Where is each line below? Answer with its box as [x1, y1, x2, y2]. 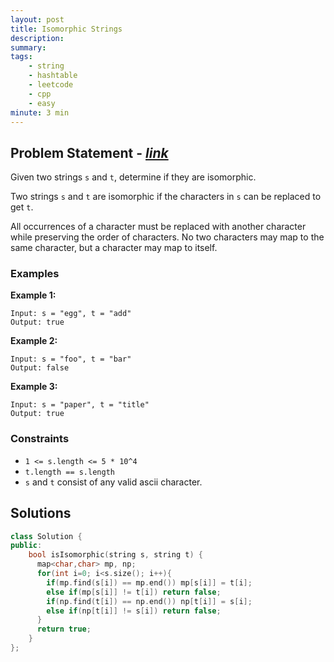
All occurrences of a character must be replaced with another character [10, 221, 307, 233]
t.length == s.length [24, 467, 115, 477]
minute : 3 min [10, 107, 70, 118]
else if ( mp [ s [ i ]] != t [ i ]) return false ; [46, 587, 222, 597]
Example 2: [10, 335, 58, 347]
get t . [10, 201, 34, 213]
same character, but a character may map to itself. [10, 242, 218, 254]
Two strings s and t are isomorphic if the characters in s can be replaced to [10, 191, 322, 203]
